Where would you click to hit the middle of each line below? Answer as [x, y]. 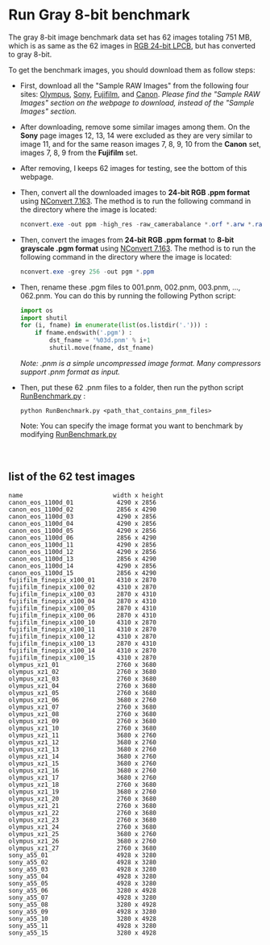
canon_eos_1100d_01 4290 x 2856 [83, 502]
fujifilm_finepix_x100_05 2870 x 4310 [83, 608]
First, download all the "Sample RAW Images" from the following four [134, 85]
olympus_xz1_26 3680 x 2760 [83, 841]
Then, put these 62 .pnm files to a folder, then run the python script [132, 387]
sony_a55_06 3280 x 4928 [83, 890]
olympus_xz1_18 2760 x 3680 [83, 785]
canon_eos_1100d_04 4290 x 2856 [83, 523]
